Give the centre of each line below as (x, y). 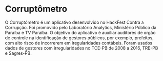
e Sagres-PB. (18, 53)
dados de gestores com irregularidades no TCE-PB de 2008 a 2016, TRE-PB (81, 48)
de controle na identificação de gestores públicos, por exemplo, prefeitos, (79, 38)
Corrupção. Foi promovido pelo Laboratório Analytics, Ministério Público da (81, 27)
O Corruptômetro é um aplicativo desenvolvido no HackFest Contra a (74, 22)
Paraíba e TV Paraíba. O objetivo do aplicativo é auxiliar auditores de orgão (81, 32)
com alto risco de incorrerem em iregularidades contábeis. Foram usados (79, 43)
